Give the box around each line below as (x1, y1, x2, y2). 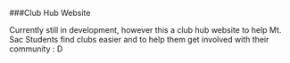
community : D (9, 43, 63, 54)
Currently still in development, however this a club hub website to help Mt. (9, 25, 282, 35)
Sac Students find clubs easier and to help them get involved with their (9, 35, 269, 44)
